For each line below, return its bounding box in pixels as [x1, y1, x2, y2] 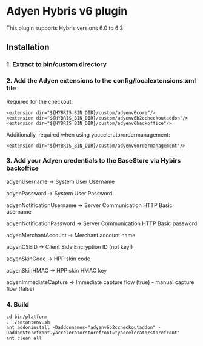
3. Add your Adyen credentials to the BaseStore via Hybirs [6, 157, 181, 165]
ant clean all [6, 335, 42, 341]
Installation [6, 42, 50, 52]
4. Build [6, 300, 29, 308]
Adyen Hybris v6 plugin [6, 4, 128, 18]
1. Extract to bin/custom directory [6, 60, 107, 69]
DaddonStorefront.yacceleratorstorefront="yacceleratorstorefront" [6, 330, 181, 336]
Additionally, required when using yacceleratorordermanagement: [6, 131, 171, 138]
